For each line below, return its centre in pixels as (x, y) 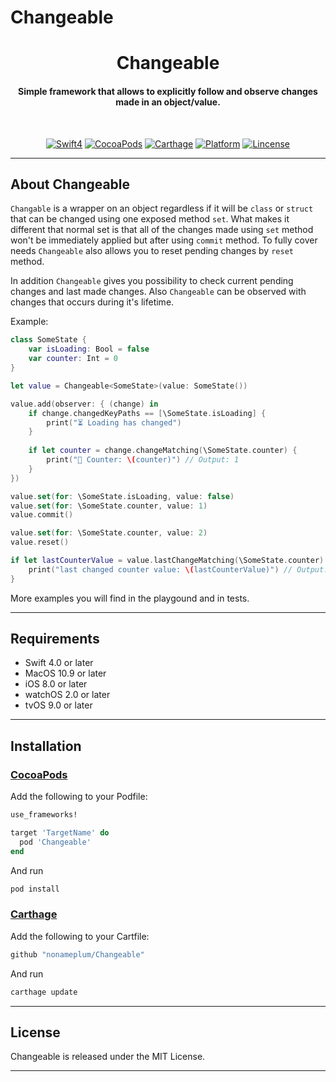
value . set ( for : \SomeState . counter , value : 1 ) (109, 506)
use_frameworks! (44, 815)
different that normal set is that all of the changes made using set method (162, 230)
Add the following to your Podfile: (79, 797)
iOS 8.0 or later (56, 684)
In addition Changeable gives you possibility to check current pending (152, 281)
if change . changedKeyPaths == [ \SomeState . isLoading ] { (147, 413)
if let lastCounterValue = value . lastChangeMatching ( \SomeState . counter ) (167, 561)
